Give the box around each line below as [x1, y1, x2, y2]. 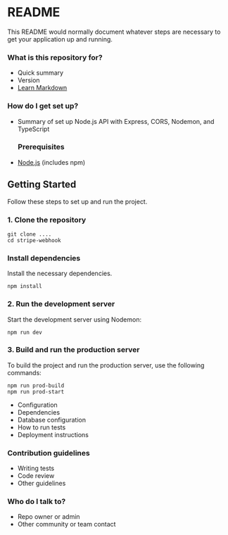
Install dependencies [7, 253, 81, 263]
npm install [7, 283, 42, 290]
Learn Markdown [17, 84, 68, 92]
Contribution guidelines [7, 448, 90, 458]
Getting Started [7, 179, 77, 191]
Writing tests [17, 464, 55, 472]
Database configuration [17, 415, 87, 424]
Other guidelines [17, 479, 66, 488]
